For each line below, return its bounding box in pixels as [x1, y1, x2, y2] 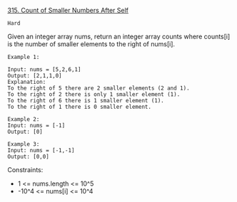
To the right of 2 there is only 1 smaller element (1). [7, 91, 181, 98]
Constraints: [7, 166, 44, 174]
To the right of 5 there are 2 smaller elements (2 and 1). [7, 85, 191, 92]
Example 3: [7, 141, 40, 148]
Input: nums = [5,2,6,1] [7, 66, 81, 73]
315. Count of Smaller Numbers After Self [7, 6, 129, 14]
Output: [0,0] [7, 153, 50, 160]
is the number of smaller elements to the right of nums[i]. [7, 40, 176, 48]
